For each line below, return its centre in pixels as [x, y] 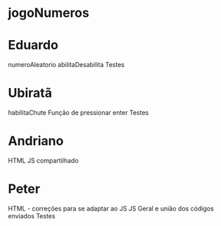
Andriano [36, 141]
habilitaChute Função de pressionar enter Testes [78, 113]
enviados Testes [32, 215]
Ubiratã [30, 93]
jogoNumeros [49, 13]
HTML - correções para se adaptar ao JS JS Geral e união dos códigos [111, 208]
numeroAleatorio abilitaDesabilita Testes [67, 65]
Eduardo [33, 45]
